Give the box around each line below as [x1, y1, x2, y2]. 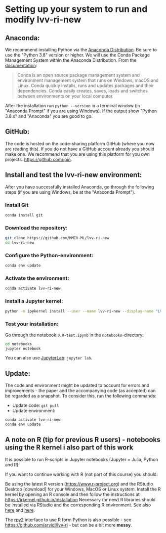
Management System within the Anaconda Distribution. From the [5, 57, 137, 63]
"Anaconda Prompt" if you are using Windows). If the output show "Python [5, 108, 157, 114]
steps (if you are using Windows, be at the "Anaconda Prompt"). [5, 189, 136, 195]
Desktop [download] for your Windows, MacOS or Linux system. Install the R [5, 486, 161, 492]
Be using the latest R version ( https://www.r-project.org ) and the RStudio [5, 481, 153, 487]
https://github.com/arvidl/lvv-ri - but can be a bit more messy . [5, 522, 132, 528]
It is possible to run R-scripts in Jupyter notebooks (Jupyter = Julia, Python [5, 456, 158, 462]
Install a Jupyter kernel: [5, 298, 63, 305]
